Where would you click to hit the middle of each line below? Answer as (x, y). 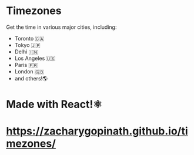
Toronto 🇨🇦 (29, 38)
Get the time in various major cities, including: (61, 27)
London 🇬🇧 (29, 71)
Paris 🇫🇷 (26, 65)
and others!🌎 (31, 78)
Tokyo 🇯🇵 (27, 45)
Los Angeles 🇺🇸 (35, 58)
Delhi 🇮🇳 (26, 52)
